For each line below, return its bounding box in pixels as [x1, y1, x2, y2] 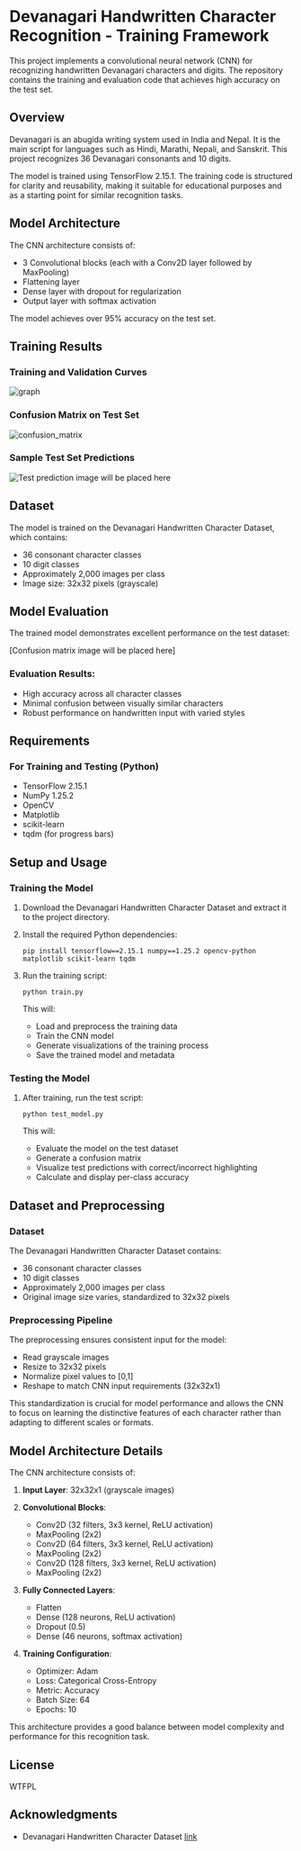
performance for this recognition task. [9, 1731, 150, 1742]
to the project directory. [22, 912, 111, 923]
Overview [9, 110, 66, 125]
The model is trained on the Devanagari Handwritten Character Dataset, [9, 522, 276, 533]
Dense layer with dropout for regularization [22, 285, 181, 296]
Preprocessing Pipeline [9, 1314, 113, 1327]
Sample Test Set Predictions [9, 452, 136, 465]
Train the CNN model [35, 1031, 114, 1042]
